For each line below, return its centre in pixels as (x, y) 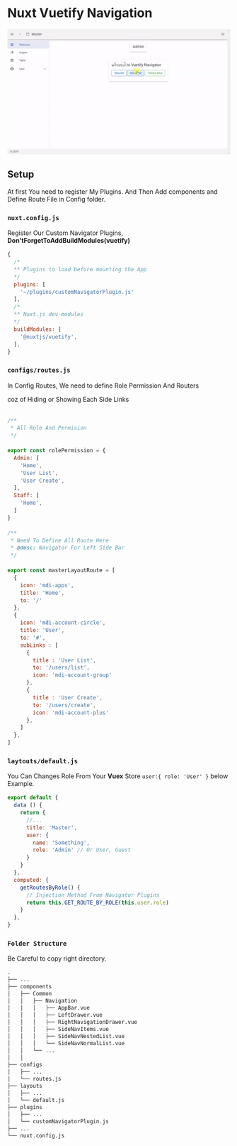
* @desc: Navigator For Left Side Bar (68, 548)
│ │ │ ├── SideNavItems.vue (58, 1030)
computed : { (31, 880)
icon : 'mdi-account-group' (73, 675)
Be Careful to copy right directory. (57, 959)
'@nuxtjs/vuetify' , (49, 337)
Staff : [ (27, 496)
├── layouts (25, 1086)
